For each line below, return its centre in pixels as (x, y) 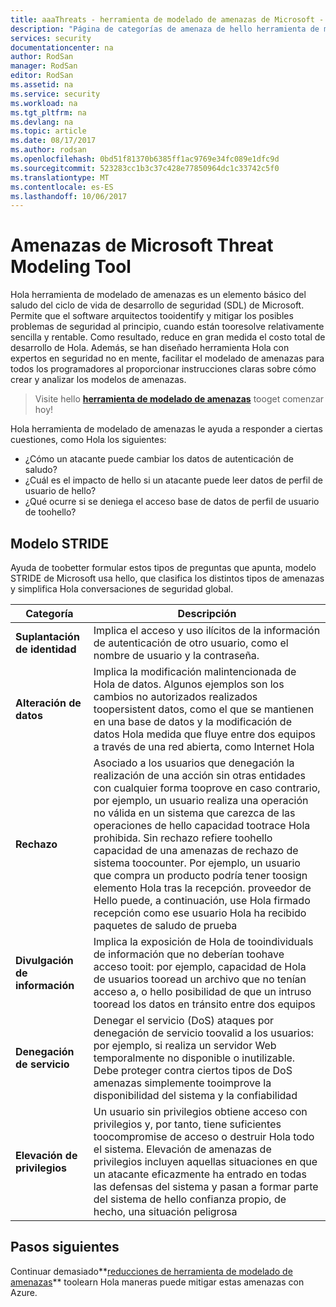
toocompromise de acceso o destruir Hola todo (204, 1136)
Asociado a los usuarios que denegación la (194, 763)
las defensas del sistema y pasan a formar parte (206, 1186)
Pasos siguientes (65, 1247)
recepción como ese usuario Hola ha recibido (200, 913)
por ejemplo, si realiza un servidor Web (185, 1045)
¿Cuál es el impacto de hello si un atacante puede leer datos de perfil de (173, 480)
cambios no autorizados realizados (175, 696)
